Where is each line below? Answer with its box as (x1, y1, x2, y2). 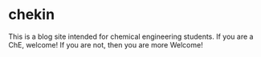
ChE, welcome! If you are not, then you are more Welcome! (8, 40, 203, 49)
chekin (8, 6, 55, 24)
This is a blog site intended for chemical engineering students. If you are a (8, 32, 254, 41)
